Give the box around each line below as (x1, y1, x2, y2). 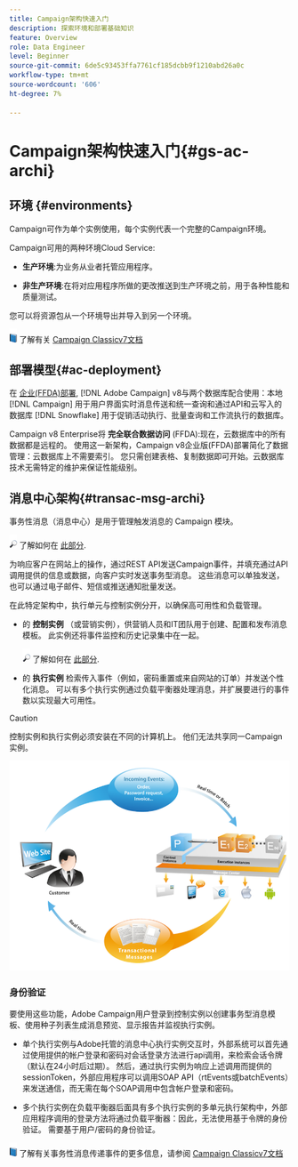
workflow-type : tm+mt (9, 71, 90, 80)
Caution (9, 712, 38, 724)
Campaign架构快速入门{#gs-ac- (9, 141, 250, 161)
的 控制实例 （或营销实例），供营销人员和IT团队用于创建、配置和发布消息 (21, 619, 287, 630)
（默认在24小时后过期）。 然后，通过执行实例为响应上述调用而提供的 (21, 1060, 273, 1071)
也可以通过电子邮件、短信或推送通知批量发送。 (9, 581, 181, 592)
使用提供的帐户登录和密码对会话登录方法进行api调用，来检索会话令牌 (29, 1050, 283, 1060)
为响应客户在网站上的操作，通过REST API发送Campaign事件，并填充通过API (9, 559, 289, 569)
